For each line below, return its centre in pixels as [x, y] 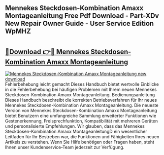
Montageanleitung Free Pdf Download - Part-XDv [82, 16]
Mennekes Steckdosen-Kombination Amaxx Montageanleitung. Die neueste [82, 105]
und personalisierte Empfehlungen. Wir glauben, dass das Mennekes [75, 126]
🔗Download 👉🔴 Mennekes [47, 52]
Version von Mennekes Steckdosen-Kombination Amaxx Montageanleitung [81, 110]
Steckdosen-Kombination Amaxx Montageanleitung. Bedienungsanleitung [80, 95]
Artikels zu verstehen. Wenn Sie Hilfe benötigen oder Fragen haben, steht [80, 142]
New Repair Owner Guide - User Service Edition [80, 23]
